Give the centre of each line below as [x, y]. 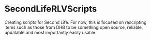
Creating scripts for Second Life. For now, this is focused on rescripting [75, 22]
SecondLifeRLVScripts [51, 9]
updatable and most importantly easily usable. [51, 32]
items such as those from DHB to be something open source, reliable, [74, 27]
